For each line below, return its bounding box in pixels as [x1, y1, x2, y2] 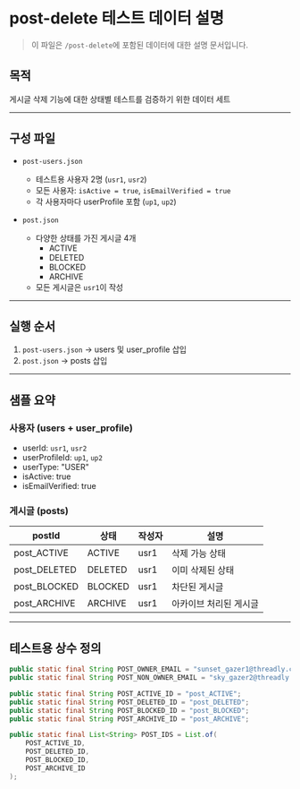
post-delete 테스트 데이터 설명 [9, 8, 225, 29]
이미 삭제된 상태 [171, 564, 235, 577]
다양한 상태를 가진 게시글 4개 [35, 232, 137, 243]
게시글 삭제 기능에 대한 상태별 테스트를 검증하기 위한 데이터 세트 [9, 93, 231, 104]
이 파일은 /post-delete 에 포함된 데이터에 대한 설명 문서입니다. [30, 39, 248, 50]
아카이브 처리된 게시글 [171, 597, 259, 610]
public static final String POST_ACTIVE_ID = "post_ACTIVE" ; [9, 689, 242, 699]
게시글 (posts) [9, 504, 69, 517]
